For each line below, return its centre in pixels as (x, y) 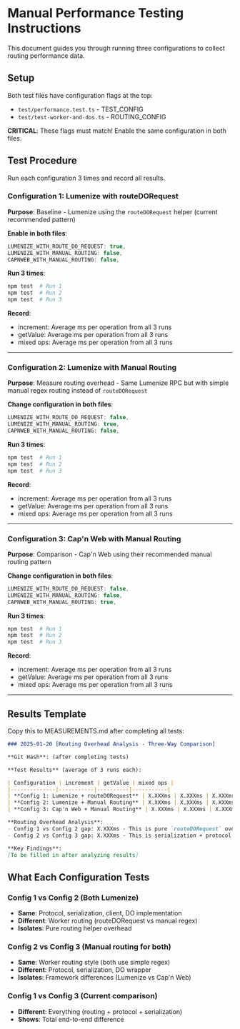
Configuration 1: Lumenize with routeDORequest (93, 196)
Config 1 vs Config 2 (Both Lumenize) (73, 898)
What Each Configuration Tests (79, 877)
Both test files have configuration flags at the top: (80, 95)
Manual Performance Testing (96, 13)
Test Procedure (42, 161)
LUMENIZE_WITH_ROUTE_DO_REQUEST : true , (67, 246)
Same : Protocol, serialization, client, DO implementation (100, 913)
